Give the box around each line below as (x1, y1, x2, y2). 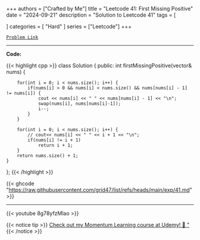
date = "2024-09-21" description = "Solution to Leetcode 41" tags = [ (6, 11, 176, 18)
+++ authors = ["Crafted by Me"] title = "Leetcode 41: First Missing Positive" (6, 5, 193, 12)
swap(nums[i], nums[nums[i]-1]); (37, 101, 121, 107)
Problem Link (6, 35, 39, 40)
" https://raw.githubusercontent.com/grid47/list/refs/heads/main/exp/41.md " (6, 186, 192, 193)
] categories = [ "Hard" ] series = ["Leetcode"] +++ (6, 23, 132, 30)
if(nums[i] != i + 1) (27, 137, 82, 143)
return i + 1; (37, 142, 73, 148)
